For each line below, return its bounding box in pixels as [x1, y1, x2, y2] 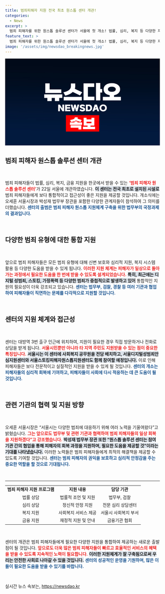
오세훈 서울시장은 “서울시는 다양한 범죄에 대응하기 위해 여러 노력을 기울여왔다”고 [5, 424, 159, 430]
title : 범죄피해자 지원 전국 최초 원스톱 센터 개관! [5, 8, 97, 13]
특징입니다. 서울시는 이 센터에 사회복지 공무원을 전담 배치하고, [5, 351, 122, 357]
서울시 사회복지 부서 [100, 510, 139, 515]
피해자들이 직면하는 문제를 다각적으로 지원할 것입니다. [14, 290, 116, 296]
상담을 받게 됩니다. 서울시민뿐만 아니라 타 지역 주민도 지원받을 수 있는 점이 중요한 [5, 345, 158, 351]
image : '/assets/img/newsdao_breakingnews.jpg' [5, 44, 105, 49]
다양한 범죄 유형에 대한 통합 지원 [5, 236, 96, 244]
